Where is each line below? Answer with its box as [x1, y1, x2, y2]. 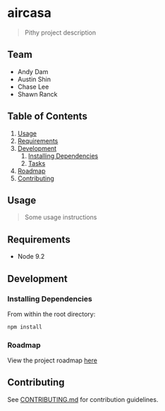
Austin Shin [17, 75, 51, 83]
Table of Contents [7, 111, 88, 123]
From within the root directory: [7, 309, 96, 318]
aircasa [7, 5, 51, 21]
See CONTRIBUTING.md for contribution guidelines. [7, 395, 159, 403]
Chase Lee [17, 82, 49, 91]
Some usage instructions [24, 213, 97, 221]
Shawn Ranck [17, 90, 58, 98]
